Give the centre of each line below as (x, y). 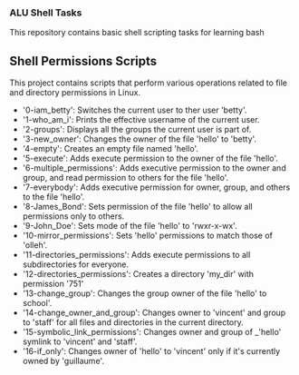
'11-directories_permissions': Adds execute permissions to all (136, 255)
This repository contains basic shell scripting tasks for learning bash (137, 33)
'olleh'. (35, 245)
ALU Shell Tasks (46, 13)
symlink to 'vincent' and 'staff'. (80, 341)
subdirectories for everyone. (76, 264)
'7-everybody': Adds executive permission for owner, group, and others (156, 187)
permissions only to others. (73, 216)
